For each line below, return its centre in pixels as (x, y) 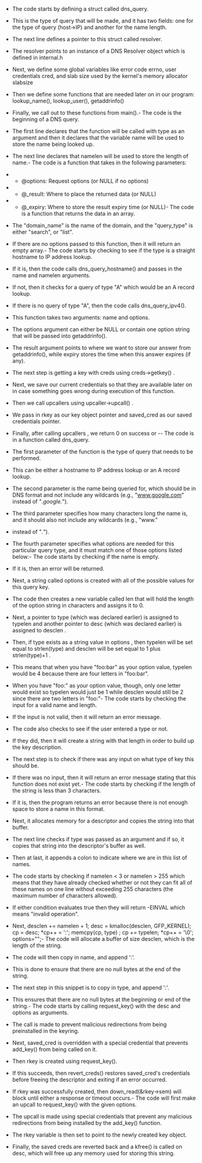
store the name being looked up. (53, 144)
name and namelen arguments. (51, 275)
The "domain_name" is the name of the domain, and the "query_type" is (103, 225)
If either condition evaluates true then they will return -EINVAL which (99, 908)
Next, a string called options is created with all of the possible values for (103, 580)
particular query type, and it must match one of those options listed (97, 550)
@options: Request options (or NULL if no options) (85, 181)
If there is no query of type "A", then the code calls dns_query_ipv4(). (99, 305)
